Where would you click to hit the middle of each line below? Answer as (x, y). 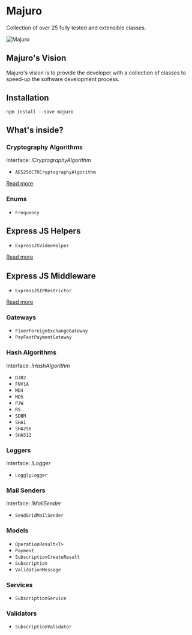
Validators (22, 613)
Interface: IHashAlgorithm (38, 366)
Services (19, 585)
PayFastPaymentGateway (43, 337)
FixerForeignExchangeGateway (51, 331)
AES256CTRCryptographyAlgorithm (55, 172)
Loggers (19, 450)
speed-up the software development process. (63, 79)
